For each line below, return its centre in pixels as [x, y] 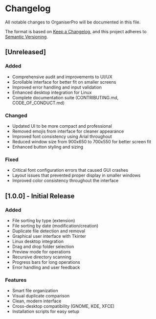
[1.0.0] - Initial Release [40, 196]
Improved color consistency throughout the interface [65, 181]
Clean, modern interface [37, 301]
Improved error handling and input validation [57, 87]
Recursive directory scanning [42, 257]
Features [16, 280]
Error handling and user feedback [46, 267]
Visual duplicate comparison [41, 296]
